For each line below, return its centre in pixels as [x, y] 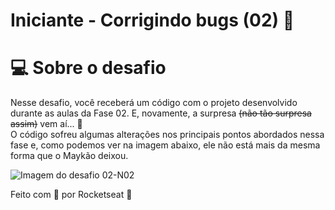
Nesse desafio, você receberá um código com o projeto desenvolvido [154, 103]
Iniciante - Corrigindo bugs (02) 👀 [152, 20]
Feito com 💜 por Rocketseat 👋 [71, 195]
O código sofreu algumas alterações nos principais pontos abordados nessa [167, 135]
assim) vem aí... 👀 [46, 124]
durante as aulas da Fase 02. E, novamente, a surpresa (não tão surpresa [161, 113]
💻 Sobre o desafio [88, 68]
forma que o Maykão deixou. [69, 156]
